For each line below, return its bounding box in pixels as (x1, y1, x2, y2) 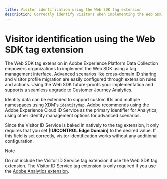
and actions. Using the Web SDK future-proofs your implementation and (5, 82, 153, 88)
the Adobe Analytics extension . (5, 168, 70, 174)
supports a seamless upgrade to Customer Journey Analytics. (5, 87, 133, 93)
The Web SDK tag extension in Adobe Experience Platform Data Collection (5, 60, 158, 66)
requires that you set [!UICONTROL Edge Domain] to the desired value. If (5, 128, 156, 134)
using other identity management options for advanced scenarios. (5, 113, 141, 119)
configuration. (5, 138, 34, 144)
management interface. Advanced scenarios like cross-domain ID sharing (5, 71, 157, 77)
